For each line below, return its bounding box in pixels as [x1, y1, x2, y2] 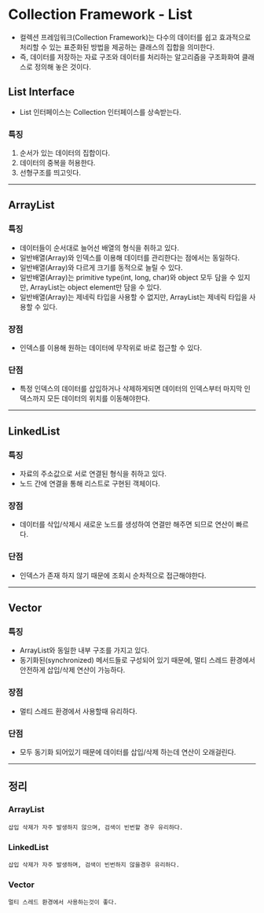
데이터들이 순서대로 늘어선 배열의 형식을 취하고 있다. [19, 242, 179, 253]
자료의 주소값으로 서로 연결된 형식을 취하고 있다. [19, 469, 167, 479]
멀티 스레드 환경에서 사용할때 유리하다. [19, 706, 137, 715]
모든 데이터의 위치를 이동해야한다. [46, 394, 151, 403]
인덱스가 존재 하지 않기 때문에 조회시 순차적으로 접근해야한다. [19, 571, 207, 580]
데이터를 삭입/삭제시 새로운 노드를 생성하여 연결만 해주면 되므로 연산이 [19, 519, 234, 529]
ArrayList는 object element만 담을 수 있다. [30, 282, 162, 292]
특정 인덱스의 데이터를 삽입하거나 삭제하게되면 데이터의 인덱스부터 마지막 [19, 384, 243, 394]
